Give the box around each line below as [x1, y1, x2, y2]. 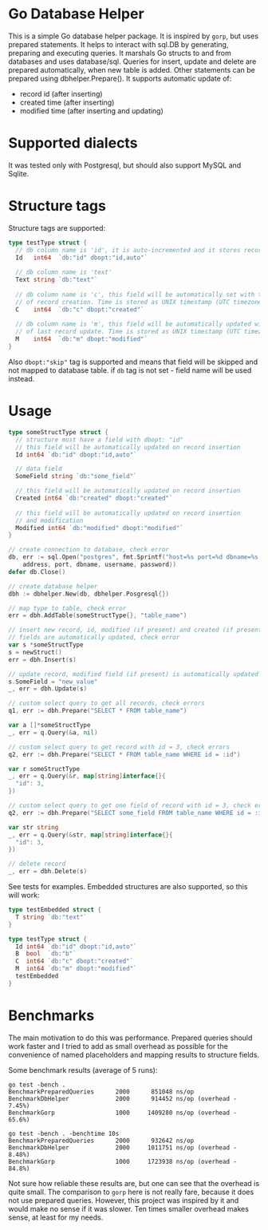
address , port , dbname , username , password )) [22, 560, 177, 568]
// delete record [8, 860, 66, 868]
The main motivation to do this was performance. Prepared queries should [8, 1033, 253, 1042]
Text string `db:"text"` [15, 276, 98, 284]
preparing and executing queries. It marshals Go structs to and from [8, 48, 231, 57]
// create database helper [8, 582, 98, 591]
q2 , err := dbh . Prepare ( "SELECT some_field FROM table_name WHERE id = [8, 809, 251, 817]
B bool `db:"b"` [15, 950, 77, 958]
